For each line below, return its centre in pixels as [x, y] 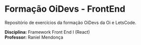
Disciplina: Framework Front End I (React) [47, 32]
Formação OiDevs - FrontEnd [65, 9]
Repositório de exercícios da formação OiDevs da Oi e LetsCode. [70, 22]
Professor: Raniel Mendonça [34, 37]
